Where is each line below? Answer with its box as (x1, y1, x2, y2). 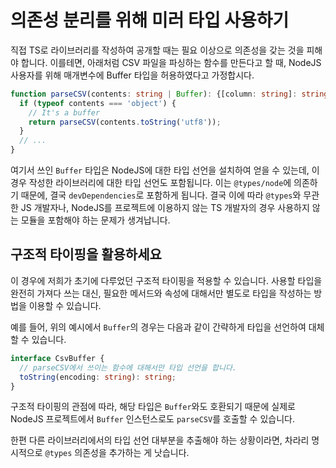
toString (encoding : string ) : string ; (19, 372, 177, 382)
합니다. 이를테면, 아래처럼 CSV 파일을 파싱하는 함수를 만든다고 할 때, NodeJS (20, 56, 322, 68)
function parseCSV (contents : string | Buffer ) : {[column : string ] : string (10, 89, 329, 99)
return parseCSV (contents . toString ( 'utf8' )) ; (28, 117, 222, 127)
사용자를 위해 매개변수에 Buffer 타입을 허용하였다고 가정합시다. (10, 69, 255, 81)
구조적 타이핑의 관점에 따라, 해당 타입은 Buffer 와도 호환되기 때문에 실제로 (10, 401, 296, 413)
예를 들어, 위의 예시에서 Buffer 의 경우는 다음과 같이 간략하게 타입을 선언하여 (10, 321, 307, 333)
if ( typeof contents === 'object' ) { (19, 98, 177, 108)
